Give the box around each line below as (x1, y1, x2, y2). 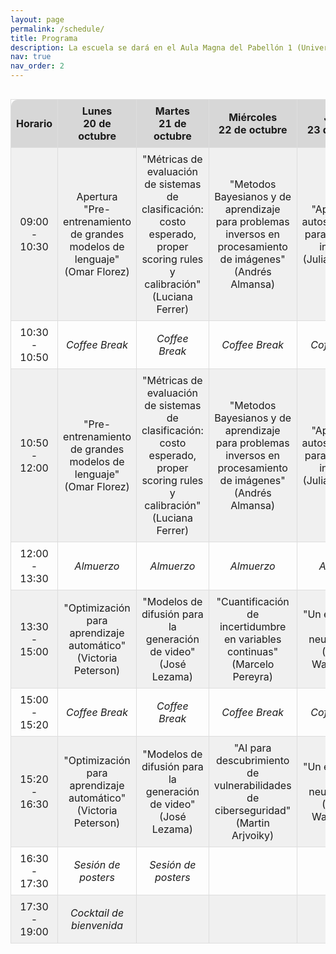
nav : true (10, 52, 52, 62)
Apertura (76, 190, 118, 203)
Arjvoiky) (231, 829, 275, 842)
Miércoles (228, 111, 278, 124)
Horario (16, 117, 53, 130)
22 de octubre (218, 123, 288, 136)
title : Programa (10, 33, 78, 43)
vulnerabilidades (213, 779, 292, 792)
